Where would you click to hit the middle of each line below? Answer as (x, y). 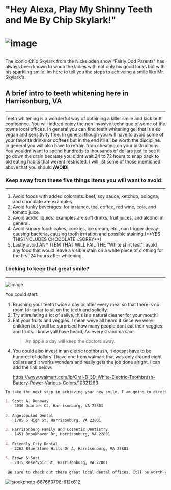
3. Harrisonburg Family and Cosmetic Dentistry (57, 430)
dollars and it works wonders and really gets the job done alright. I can (86, 362)
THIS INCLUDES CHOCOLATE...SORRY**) (57, 239)
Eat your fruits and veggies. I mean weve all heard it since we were (83, 321)
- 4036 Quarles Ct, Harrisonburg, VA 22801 (56, 406)
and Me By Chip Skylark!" (61, 20)
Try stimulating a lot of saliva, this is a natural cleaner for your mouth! (85, 315)
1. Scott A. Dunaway (27, 401)
